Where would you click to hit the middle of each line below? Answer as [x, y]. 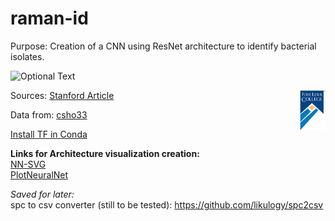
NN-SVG [28, 164]
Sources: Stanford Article [62, 95]
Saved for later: [42, 194]
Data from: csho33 [49, 114]
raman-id [49, 18]
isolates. [27, 56]
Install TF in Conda [49, 134]
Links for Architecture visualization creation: [105, 153]
